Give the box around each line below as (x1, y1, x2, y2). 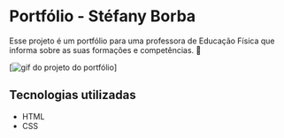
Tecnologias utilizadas (9, 88, 136, 103)
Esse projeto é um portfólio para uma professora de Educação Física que (9, 35, 275, 46)
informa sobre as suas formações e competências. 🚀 (9, 44, 202, 55)
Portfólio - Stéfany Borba (9, 6, 196, 27)
